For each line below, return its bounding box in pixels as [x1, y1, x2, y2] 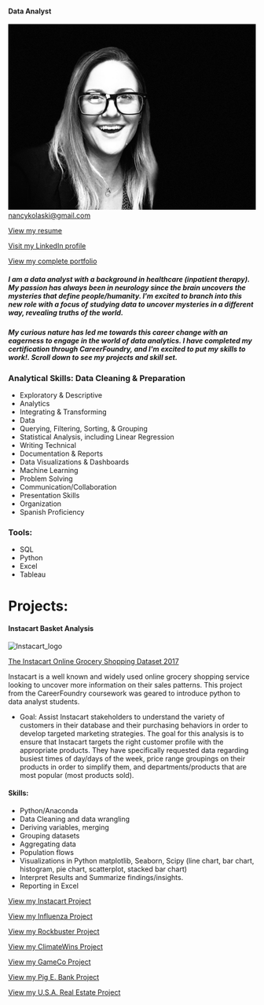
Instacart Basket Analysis [8, 624, 94, 633]
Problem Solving [19, 474, 73, 483]
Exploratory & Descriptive [19, 390, 103, 400]
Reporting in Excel [19, 881, 79, 890]
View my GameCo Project [8, 957, 92, 966]
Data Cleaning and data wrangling [19, 814, 130, 823]
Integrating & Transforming [19, 407, 108, 416]
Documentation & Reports [19, 449, 104, 458]
